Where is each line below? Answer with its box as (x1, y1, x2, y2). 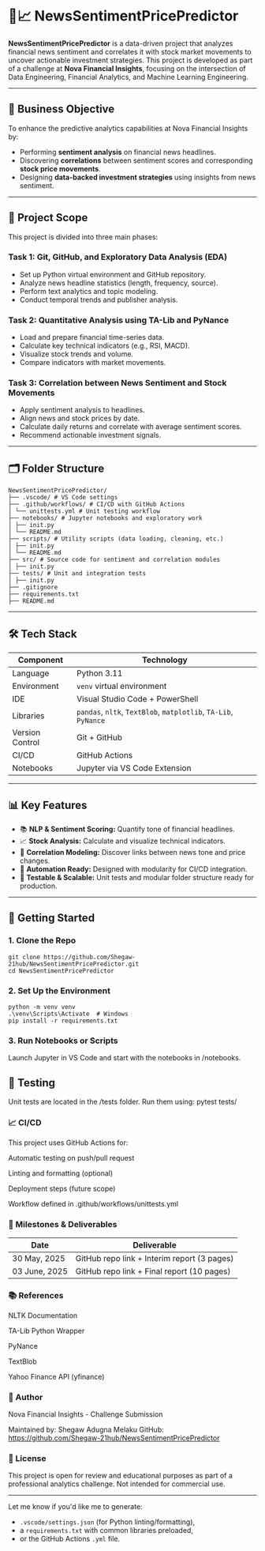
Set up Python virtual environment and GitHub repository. (19, 269, 207, 279)
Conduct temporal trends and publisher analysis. (19, 295, 178, 304)
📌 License (8, 1453, 47, 1464)
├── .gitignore (8, 583, 58, 592)
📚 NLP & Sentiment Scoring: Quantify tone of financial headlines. (19, 824, 235, 834)
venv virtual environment (76, 681, 167, 692)
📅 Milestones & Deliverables (8, 1219, 118, 1230)
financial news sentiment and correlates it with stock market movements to (8, 47, 252, 56)
